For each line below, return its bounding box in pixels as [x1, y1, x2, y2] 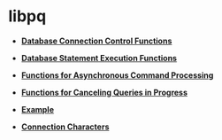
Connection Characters [20, 121, 110, 132]
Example [20, 104, 55, 114]
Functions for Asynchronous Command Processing [20, 69, 214, 81]
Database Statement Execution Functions [20, 52, 178, 63]
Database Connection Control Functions [20, 35, 172, 46]
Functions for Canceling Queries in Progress [20, 87, 188, 97]
